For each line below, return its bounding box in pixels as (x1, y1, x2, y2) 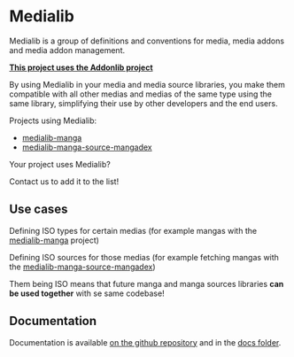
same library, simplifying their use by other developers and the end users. (9, 97, 278, 108)
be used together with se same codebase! (9, 288, 166, 299)
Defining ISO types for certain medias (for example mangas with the (9, 225, 258, 236)
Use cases (9, 202, 68, 217)
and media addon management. (9, 44, 126, 55)
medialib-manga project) (9, 235, 100, 245)
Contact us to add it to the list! (9, 175, 120, 187)
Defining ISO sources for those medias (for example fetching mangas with (9, 252, 279, 262)
